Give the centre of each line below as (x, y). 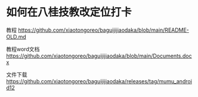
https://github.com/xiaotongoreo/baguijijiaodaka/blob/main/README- (103, 30)
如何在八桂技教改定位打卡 (69, 12)
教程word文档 (23, 49)
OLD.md (16, 37)
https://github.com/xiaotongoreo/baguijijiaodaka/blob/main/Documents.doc (99, 56)
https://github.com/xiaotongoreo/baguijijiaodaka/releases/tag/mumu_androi (99, 81)
